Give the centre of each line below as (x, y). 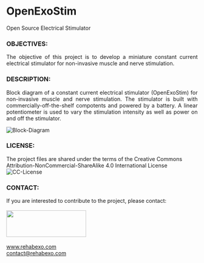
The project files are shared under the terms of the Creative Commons (94, 159)
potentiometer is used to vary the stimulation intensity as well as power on (102, 112)
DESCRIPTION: (29, 79)
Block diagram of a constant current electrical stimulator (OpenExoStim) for (102, 92)
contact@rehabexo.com (36, 253)
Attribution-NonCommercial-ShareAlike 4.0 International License (87, 165)
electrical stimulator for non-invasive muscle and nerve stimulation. (90, 63)
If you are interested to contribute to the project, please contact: (87, 201)
